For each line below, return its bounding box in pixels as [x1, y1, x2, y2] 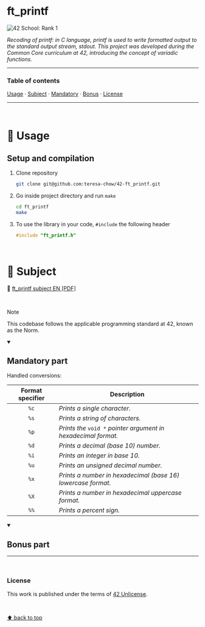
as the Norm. [7, 327, 40, 334]
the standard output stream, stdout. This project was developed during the [7, 43, 195, 50]
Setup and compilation [7, 153, 95, 164]
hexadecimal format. [58, 432, 118, 440]
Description [109, 390, 145, 399]
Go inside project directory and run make [15, 192, 116, 199]
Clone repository [15, 169, 58, 177]
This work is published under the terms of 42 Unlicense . [7, 590, 148, 597]
